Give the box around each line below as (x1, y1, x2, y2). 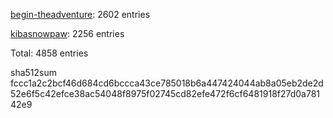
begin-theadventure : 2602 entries (10, 9, 151, 20)
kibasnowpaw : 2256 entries (10, 28, 125, 39)
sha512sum (10, 67, 57, 78)
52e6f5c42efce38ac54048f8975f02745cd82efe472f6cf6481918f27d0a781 (10, 88, 321, 99)
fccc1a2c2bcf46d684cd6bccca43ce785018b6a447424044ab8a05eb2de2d (10, 77, 324, 89)
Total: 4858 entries (10, 47, 89, 59)
